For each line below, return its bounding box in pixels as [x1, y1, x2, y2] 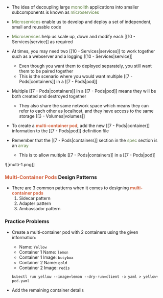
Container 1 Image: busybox [19, 254, 74, 260]
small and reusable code [11, 24, 62, 30]
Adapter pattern [19, 200, 51, 206]
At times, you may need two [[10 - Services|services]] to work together [11, 49, 155, 54]
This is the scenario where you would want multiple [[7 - [19, 74, 133, 79]
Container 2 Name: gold [19, 259, 67, 265]
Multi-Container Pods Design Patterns [4, 174, 97, 180]
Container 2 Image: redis [19, 265, 70, 271]
